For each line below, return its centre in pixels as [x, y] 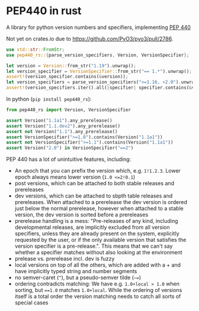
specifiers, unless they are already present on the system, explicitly [97, 234]
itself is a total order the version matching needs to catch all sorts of [98, 296]
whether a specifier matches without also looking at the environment [98, 252]
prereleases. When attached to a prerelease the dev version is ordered [101, 202]
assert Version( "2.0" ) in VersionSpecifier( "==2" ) [70, 148]
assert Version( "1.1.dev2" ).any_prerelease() [63, 126]
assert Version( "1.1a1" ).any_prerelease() [59, 120]
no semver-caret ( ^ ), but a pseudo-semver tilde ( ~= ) [78, 278]
